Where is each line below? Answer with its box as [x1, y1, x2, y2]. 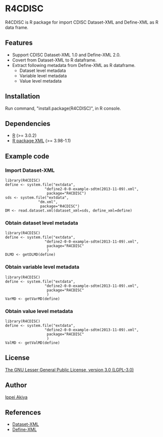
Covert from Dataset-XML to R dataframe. [12, 57, 97, 63]
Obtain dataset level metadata [5, 219, 78, 226]
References [5, 408, 41, 416]
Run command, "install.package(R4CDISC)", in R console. [5, 105, 121, 111]
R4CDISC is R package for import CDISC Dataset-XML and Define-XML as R [5, 19, 159, 25]
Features [5, 39, 33, 47]
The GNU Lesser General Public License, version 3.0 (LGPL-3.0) [5, 367, 134, 373]
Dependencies [5, 119, 50, 128]
